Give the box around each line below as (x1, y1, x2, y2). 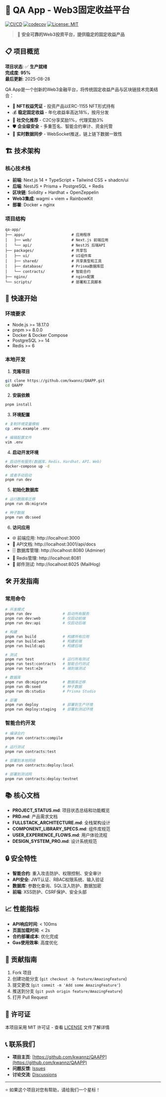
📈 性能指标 (5, 905, 40, 913)
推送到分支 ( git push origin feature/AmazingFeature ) (12, 988, 123, 994)
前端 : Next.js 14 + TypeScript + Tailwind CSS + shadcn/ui (12, 177, 128, 183)
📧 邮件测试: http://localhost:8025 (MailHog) (12, 561, 101, 567)
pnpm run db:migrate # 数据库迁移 (5, 680, 85, 685)
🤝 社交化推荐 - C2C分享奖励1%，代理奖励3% (12, 117, 104, 123)
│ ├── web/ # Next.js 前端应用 (5, 237, 109, 242)
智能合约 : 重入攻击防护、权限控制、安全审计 (12, 870, 102, 876)
